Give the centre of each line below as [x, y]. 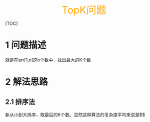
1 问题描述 [26, 45]
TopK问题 [84, 10]
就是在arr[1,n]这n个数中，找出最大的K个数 [48, 60]
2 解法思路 [27, 82]
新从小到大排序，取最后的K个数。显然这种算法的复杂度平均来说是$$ [75, 115]
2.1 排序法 [20, 102]
